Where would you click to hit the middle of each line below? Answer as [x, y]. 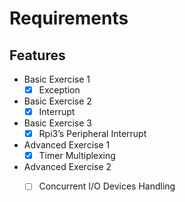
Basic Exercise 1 [57, 79]
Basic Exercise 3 [58, 123]
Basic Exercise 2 [57, 101]
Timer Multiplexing [77, 156]
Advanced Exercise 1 [67, 145]
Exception [59, 90]
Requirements [69, 18]
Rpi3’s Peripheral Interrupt [92, 134]
